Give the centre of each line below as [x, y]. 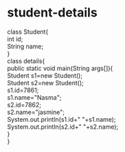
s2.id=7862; [24, 105]
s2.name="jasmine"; [36, 112]
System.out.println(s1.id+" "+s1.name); [61, 119]
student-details [52, 13]
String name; [25, 46]
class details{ [26, 61]
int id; [15, 39]
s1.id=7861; [23, 90]
